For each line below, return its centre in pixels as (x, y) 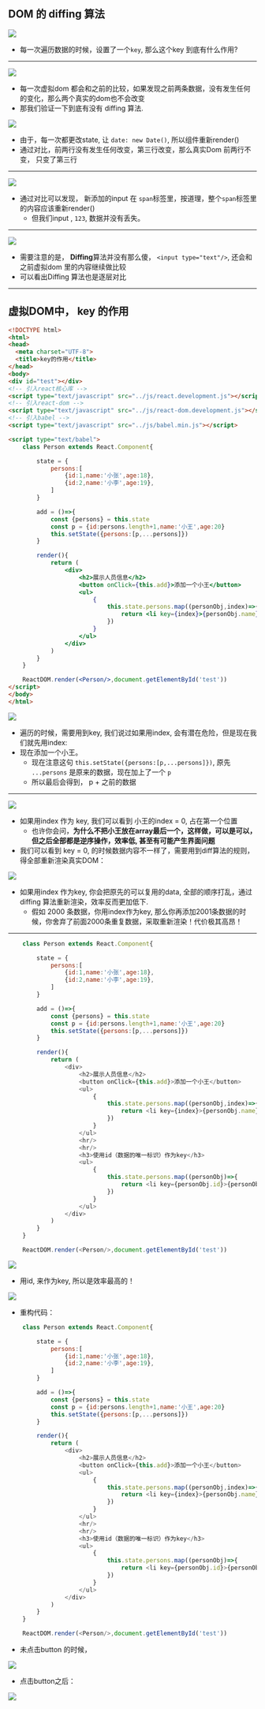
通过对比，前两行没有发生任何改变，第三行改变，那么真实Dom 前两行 (132, 149)
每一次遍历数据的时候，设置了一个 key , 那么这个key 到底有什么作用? (129, 49)
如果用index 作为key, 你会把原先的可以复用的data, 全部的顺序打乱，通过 (136, 892)
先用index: (50, 742)
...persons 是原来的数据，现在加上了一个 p (101, 772)
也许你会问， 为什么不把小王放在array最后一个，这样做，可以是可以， (144, 830)
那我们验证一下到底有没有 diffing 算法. (81, 108)
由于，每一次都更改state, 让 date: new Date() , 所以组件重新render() (129, 140)
